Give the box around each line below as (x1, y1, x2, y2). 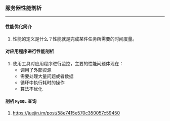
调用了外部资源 (20, 67, 52, 73)
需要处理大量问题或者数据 (20, 73, 74, 79)
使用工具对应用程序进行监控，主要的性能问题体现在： (12, 60, 124, 66)
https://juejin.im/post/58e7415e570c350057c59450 (12, 110, 120, 116)
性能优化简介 (5, 23, 32, 29)
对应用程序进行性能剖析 (5, 48, 54, 54)
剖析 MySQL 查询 (5, 98, 37, 104)
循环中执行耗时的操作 (20, 79, 65, 86)
